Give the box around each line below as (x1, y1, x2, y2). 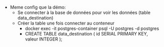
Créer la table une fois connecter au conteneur (17, 20, 115, 26)
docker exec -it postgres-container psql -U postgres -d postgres (25, 25, 159, 31)
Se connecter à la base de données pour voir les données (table (17, 9, 151, 15)
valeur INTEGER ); (25, 36, 62, 42)
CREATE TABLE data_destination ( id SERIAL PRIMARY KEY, (25, 31, 148, 36)
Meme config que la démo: (10, 4, 66, 10)
